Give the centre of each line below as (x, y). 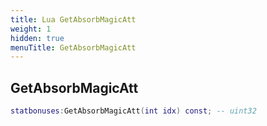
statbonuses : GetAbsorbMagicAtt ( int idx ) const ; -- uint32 (133, 111)
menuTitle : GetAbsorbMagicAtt (73, 47)
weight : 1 (31, 29)
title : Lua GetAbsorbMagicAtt (73, 19)
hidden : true (37, 38)
